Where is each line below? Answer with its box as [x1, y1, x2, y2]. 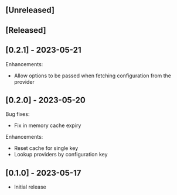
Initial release [13, 183, 46, 190]
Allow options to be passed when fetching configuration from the [13, 72, 171, 79]
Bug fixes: [5, 111, 30, 118]
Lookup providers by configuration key [13, 151, 108, 158]
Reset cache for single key [13, 145, 79, 152]
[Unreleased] [5, 5, 55, 15]
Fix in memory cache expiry [13, 122, 81, 129]
